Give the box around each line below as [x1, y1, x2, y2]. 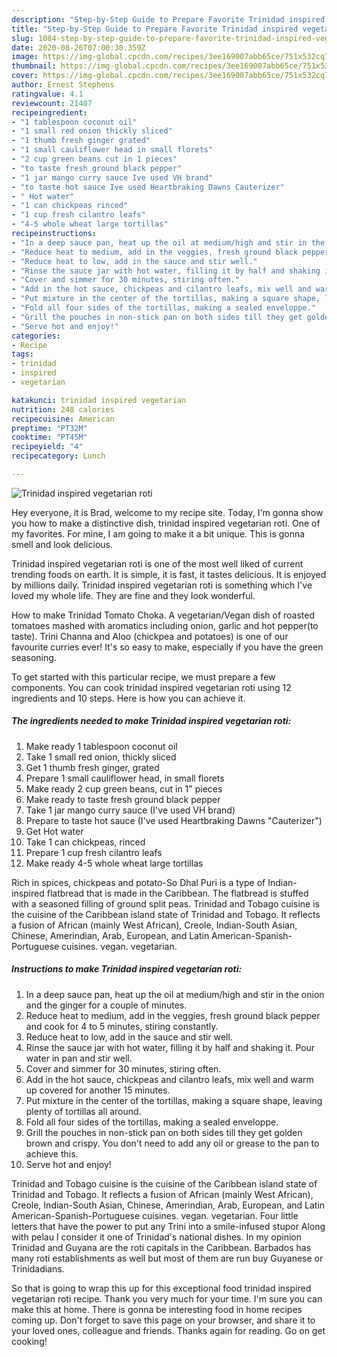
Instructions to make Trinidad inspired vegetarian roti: [11, 963, 243, 975]
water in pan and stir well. [25, 1052, 133, 1064]
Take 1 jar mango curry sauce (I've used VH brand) [25, 804, 236, 816]
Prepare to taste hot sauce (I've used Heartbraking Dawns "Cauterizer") [25, 814, 323, 826]
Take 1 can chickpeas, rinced [25, 836, 146, 848]
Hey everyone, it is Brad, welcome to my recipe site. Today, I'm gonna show [11, 506, 324, 518]
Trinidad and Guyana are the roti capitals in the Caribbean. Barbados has [11, 1241, 312, 1253]
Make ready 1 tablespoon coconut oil [25, 740, 178, 752]
